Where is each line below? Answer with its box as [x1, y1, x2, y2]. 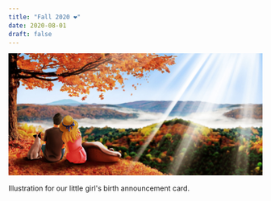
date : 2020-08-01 [8, 21, 67, 30]
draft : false [8, 30, 52, 38]
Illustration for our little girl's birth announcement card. [8, 183, 190, 193]
